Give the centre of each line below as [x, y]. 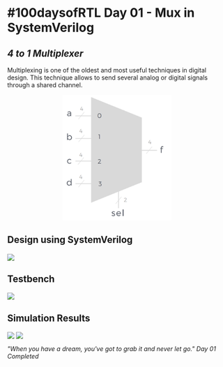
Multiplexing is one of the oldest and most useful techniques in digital [107, 70]
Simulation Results [49, 318]
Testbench [31, 279]
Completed [23, 357]
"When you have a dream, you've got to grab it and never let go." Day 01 [111, 349]
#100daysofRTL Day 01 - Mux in [101, 13]
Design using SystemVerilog [70, 240]
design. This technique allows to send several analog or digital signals [108, 77]
